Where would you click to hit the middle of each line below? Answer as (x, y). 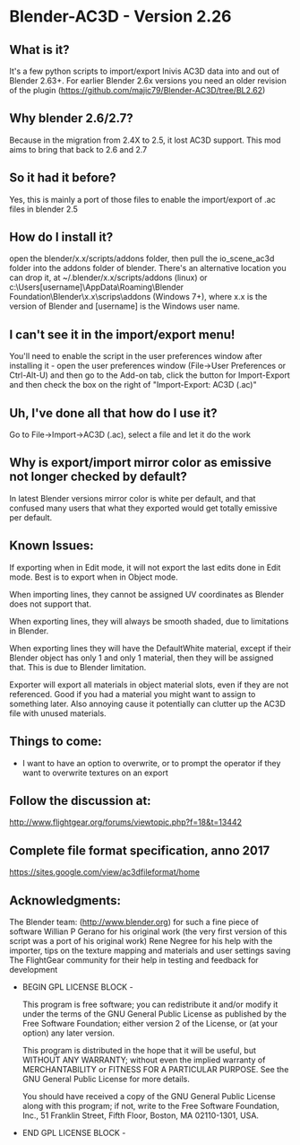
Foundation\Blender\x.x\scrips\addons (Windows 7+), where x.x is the (138, 297)
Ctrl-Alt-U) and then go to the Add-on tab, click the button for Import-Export (150, 375)
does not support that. (51, 604)
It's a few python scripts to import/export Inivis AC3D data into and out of (145, 71)
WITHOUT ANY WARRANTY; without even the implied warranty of (144, 1060)
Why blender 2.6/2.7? (71, 118)
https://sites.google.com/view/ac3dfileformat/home (104, 872)
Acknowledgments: (65, 900)
